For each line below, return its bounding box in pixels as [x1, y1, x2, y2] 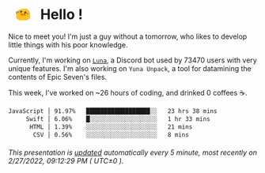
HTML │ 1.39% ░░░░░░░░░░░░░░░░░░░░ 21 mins [28, 123, 193, 131]
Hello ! [40, 6, 83, 24]
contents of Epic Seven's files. [8, 73, 108, 82]
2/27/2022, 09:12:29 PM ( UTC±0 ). [8, 156, 124, 165]
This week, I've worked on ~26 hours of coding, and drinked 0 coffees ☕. [8, 88, 248, 98]
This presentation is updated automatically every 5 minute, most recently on [8, 148, 257, 157]
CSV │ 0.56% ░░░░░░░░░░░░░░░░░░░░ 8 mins [32, 131, 190, 139]
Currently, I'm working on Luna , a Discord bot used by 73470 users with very [8, 55, 257, 65]
